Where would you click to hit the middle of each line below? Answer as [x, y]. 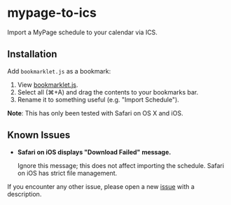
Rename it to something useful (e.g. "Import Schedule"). [98, 99]
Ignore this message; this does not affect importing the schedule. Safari [121, 165]
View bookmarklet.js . [48, 85]
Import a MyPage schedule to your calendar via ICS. [82, 32]
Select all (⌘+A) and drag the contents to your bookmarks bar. [108, 92]
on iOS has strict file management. [67, 173]
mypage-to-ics [52, 13]
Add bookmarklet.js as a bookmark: [59, 71]
